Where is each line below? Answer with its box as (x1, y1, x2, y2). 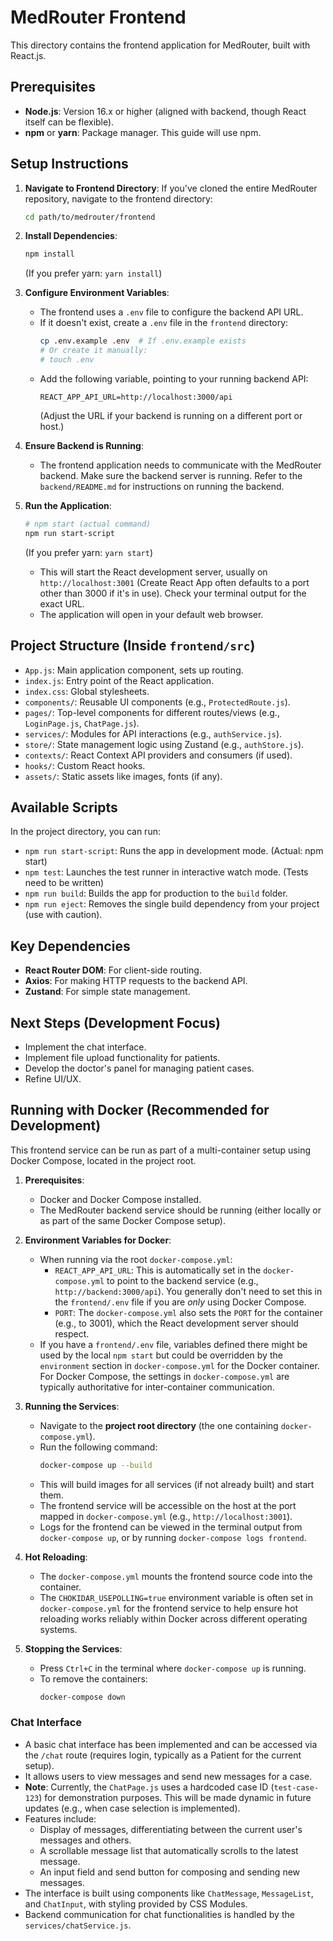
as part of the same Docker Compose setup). (39, 1214, 226, 1226)
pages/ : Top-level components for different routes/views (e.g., (24, 706, 280, 718)
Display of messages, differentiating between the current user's (39, 1823, 303, 1835)
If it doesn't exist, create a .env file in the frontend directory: (39, 317, 289, 329)
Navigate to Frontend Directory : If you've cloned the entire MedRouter (24, 182, 318, 194)
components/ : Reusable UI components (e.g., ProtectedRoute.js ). (24, 696, 291, 708)
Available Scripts (10, 799, 118, 816)
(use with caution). (24, 909, 103, 921)
